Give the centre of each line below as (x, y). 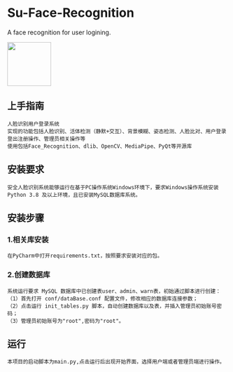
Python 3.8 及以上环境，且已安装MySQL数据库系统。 (74, 195)
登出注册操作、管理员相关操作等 (47, 139)
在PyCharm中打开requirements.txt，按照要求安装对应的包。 (85, 256)
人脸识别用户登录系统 (33, 124)
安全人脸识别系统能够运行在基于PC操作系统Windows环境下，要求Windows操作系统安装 (113, 187)
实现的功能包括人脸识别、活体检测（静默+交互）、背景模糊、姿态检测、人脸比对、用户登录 (117, 131)
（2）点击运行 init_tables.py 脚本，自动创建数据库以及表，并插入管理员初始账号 (112, 306)
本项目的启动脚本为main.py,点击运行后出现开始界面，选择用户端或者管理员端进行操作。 (116, 362)
